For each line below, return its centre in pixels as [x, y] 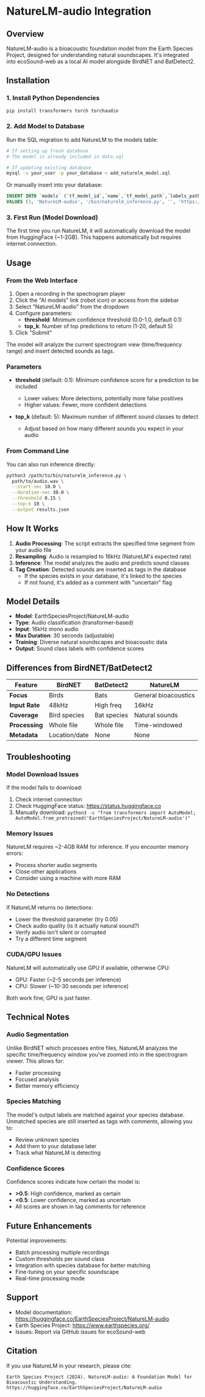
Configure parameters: [44, 313]
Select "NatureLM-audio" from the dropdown [72, 307]
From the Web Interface [42, 280]
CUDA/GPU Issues [34, 955]
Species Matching [34, 1101]
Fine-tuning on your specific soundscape [67, 1272]
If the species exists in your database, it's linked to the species [103, 576]
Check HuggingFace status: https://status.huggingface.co [88, 805]
